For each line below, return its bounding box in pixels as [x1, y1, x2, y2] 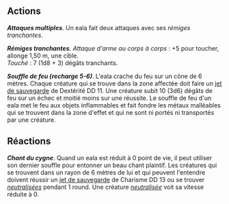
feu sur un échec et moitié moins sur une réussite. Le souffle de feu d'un [7, 94, 212, 102]
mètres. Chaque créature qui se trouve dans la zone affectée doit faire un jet [7, 79, 222, 88]
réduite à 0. [7, 190, 40, 198]
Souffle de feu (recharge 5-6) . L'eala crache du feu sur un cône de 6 [7, 72, 203, 80]
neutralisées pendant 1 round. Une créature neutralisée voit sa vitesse [7, 183, 204, 191]
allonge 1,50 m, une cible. [7, 51, 79, 60]
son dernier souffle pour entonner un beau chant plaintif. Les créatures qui [7, 161, 217, 169]
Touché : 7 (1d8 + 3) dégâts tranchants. [7, 58, 118, 67]
